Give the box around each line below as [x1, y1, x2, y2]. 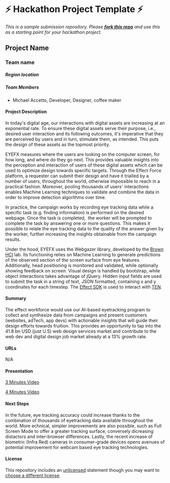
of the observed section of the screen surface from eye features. [5, 257, 141, 263]
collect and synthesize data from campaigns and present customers [5, 312, 147, 318]
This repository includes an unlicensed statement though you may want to [5, 467, 160, 473]
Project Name [5, 44, 49, 53]
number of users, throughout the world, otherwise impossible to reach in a [5, 178, 160, 184]
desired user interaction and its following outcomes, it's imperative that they [5, 131, 163, 137]
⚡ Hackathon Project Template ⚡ [5, 4, 143, 15]
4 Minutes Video [5, 389, 39, 395]
